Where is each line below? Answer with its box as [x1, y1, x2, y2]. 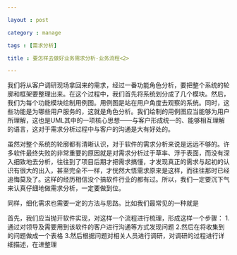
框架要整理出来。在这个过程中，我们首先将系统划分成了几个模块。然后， [19, 89, 230, 99]
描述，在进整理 [13, 240, 57, 249]
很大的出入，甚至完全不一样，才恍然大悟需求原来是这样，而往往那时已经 [19, 166, 230, 175]
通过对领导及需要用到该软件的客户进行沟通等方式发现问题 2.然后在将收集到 [7, 223, 225, 231]
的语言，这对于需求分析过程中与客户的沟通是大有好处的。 [7, 125, 174, 134]
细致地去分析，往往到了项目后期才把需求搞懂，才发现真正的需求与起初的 [13, 158, 224, 166]
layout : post [7, 16, 49, 23]
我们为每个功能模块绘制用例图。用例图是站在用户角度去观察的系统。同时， [7, 99, 224, 107]
